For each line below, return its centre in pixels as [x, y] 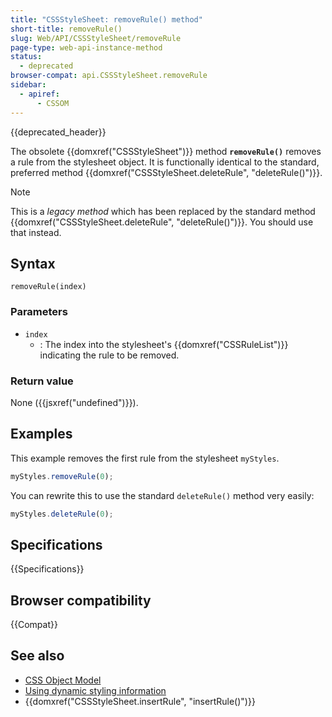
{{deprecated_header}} [58, 132]
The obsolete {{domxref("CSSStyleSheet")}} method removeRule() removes [166, 151]
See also [37, 656]
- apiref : [39, 94]
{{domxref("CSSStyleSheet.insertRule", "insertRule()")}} [140, 701]
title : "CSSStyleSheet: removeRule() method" [106, 19]
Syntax [33, 263]
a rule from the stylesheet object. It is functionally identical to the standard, [165, 162]
